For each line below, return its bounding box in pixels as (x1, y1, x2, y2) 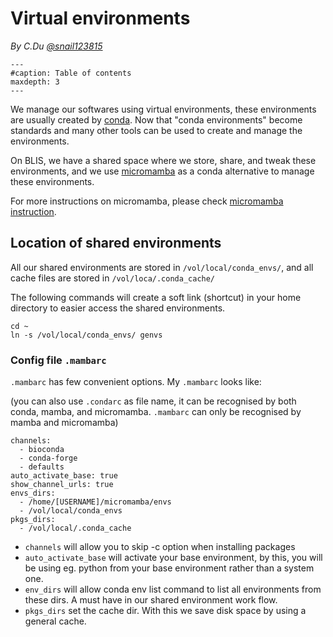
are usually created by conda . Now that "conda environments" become (10, 113, 303, 126)
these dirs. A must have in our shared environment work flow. (24, 594, 278, 606)
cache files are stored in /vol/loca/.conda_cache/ (10, 272, 216, 284)
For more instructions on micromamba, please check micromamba (10, 195, 284, 207)
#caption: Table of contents (10, 68, 132, 78)
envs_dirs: (10, 488, 56, 499)
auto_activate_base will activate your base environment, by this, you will (24, 552, 323, 564)
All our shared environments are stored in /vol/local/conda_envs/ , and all (10, 261, 314, 273)
